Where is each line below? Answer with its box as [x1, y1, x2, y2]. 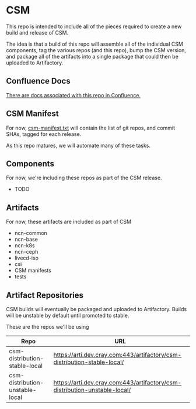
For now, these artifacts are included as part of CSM [6, 218, 132, 226]
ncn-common [14, 230, 48, 237]
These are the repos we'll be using [6, 323, 89, 330]
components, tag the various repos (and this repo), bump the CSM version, [6, 46, 187, 53]
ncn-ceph [14, 248, 38, 255]
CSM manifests [14, 267, 51, 274]
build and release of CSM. [6, 29, 69, 36]
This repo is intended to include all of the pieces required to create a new [6, 23, 182, 30]
